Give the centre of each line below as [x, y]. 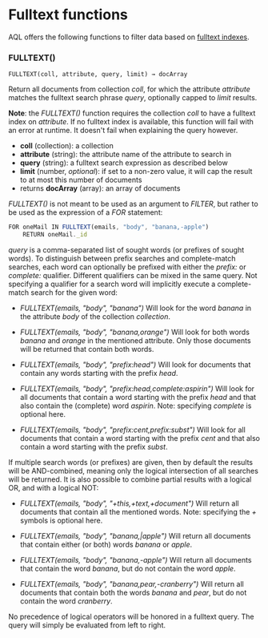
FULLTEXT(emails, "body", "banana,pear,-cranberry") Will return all [132, 583]
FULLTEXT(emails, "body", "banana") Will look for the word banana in [136, 308]
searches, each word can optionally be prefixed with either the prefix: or [127, 267]
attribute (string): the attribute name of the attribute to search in [126, 155]
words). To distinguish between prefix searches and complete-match [122, 258]
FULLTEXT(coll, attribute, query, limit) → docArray [98, 75]
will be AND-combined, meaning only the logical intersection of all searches [133, 470]
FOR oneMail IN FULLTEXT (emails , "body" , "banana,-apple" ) [109, 227]
